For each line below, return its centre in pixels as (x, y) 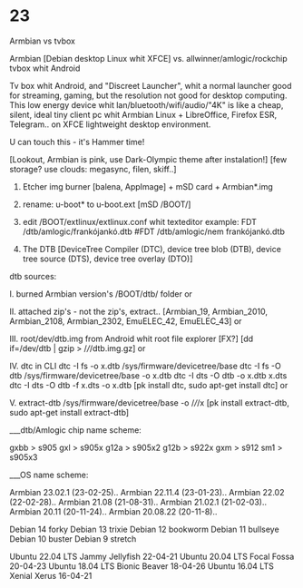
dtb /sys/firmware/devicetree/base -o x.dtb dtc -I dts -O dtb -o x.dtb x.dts (148, 375)
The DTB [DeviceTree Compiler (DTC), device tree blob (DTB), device (151, 249)
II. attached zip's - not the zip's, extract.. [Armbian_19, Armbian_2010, (138, 311)
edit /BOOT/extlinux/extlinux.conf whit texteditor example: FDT (139, 221)
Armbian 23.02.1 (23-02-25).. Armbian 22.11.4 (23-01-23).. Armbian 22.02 (147, 492)
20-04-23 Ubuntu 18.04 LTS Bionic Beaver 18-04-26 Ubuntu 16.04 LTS (142, 566)
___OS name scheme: (49, 475)
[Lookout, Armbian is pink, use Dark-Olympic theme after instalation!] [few (148, 159)
